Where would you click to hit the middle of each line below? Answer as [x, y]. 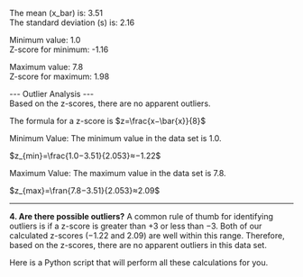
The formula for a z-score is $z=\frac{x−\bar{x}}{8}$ [108, 121]
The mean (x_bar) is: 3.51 [56, 13]
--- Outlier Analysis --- [52, 94]
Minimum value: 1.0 [45, 40]
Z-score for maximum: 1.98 [60, 76]
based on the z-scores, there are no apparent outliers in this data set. [138, 245]
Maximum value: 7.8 [46, 67]
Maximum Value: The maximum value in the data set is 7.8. [118, 173]
